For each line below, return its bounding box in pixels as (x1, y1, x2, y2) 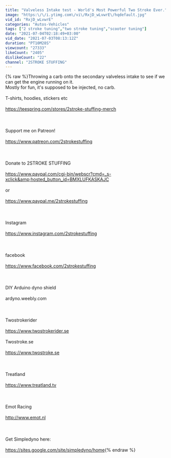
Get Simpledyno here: (5, 436, 51, 442)
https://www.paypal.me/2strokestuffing (5, 198, 88, 204)
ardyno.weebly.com (5, 295, 47, 302)
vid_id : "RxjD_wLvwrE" (5, 17, 53, 22)
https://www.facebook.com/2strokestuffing (5, 263, 96, 269)
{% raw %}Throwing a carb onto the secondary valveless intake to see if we (5, 73, 165, 79)
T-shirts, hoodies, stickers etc (5, 95, 68, 101)
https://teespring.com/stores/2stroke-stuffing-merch (5, 106, 116, 112)
